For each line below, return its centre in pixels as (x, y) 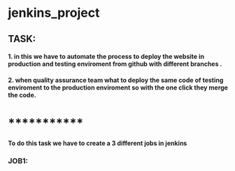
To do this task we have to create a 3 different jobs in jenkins (98, 143)
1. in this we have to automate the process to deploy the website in (106, 57)
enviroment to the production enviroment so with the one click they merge (118, 87)
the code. (22, 95)
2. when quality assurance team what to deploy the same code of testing (116, 80)
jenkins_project (54, 13)
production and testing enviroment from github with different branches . (115, 64)
